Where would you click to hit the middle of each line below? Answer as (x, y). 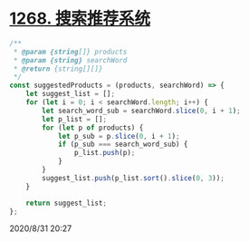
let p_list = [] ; (74, 119)
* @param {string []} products (70, 52)
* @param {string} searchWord (70, 60)
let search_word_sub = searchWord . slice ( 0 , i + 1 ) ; (142, 111)
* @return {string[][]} (58, 69)
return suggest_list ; (66, 203)
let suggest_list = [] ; (71, 94)
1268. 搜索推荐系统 (80, 19)
